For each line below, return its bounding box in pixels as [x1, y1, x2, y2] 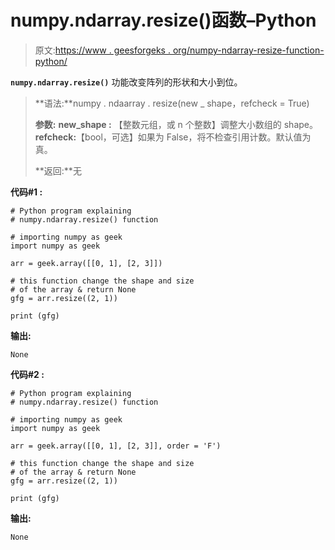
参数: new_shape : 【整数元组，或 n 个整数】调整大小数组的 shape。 [34, 118, 318, 130]
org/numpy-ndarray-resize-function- [172, 44, 325, 56]
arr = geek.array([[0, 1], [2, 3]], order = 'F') [10, 441, 222, 451]
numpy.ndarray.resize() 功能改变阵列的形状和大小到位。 [10, 76, 243, 88]
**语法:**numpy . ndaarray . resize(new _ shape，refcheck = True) [34, 97, 310, 109]
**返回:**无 [34, 164, 82, 176]
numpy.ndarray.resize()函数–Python [10, 9, 317, 32]
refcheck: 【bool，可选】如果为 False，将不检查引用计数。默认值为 [34, 131, 312, 143]
